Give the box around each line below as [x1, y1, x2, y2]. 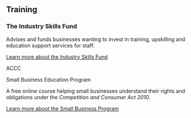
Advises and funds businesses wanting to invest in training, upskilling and [6, 35, 186, 43]
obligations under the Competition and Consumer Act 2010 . [6, 93, 151, 100]
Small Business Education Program [6, 76, 91, 83]
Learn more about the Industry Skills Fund [6, 53, 108, 60]
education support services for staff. [6, 42, 95, 49]
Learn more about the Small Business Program [6, 105, 119, 112]
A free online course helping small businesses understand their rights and [6, 87, 186, 95]
